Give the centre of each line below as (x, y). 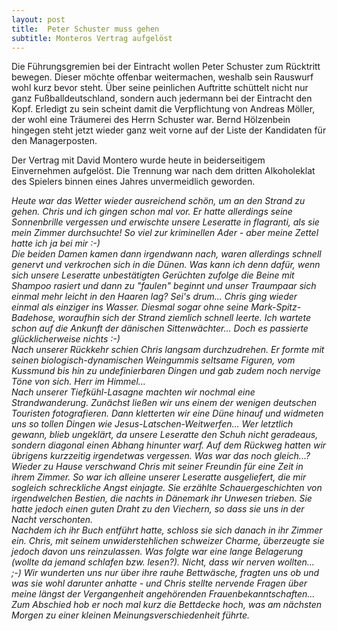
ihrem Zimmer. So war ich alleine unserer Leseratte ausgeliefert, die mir (159, 477)
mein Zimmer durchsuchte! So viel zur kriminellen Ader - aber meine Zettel (165, 233)
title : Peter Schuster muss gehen (85, 29)
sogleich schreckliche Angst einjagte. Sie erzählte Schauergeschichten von (167, 488)
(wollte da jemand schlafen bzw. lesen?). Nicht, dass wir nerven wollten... (163, 562)
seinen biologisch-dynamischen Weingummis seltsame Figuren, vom (153, 360)
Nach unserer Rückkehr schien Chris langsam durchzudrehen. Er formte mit (168, 350)
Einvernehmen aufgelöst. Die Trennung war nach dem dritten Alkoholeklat (163, 171)
